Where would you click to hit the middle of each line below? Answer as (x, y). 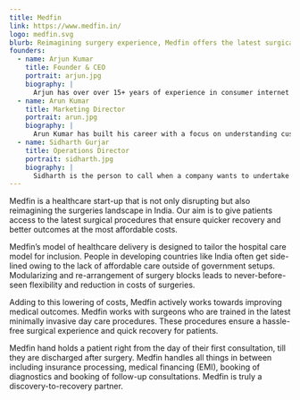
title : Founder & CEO (65, 68)
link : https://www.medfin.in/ (66, 26)
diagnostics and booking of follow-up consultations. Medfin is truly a (136, 377)
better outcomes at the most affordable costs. (94, 230)
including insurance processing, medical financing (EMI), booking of (135, 367)
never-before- (260, 276)
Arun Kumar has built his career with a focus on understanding (155, 134)
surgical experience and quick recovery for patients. (122, 331)
